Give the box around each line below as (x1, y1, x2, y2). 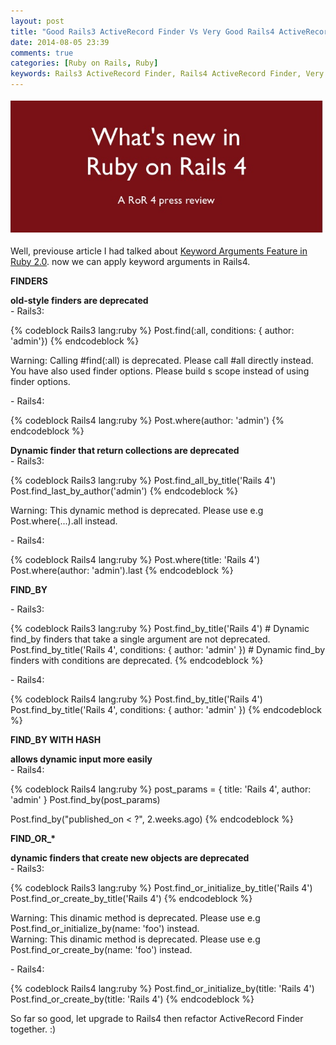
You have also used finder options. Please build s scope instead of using (10, 365, 310, 377)
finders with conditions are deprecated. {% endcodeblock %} (10, 654, 264, 666)
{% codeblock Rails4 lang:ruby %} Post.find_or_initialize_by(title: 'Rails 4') (10, 982, 315, 994)
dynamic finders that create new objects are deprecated (10, 851, 250, 864)
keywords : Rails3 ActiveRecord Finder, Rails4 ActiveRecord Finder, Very (10, 69, 325, 79)
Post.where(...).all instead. (10, 515, 118, 527)
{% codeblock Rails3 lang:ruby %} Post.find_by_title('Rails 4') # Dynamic (10, 622, 310, 634)
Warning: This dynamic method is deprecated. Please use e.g (10, 504, 264, 516)
